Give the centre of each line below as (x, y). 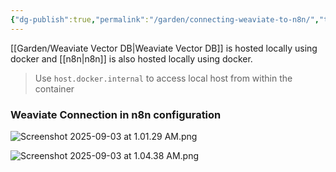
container (54, 88)
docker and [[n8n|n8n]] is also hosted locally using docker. (131, 58)
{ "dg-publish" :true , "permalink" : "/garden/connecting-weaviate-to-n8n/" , (165, 19)
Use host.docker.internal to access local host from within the (163, 78)
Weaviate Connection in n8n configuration (116, 114)
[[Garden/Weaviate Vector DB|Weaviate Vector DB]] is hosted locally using (164, 48)
